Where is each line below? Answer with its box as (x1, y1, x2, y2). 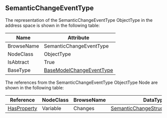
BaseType (7, 66, 31, 73)
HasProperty (7, 105, 37, 112)
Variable (42, 105, 62, 112)
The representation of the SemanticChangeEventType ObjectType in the (5, 17, 153, 23)
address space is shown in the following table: (5, 22, 100, 28)
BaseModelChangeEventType (44, 66, 113, 73)
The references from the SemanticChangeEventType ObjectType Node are (5, 79, 158, 85)
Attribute (68, 34, 89, 41)
